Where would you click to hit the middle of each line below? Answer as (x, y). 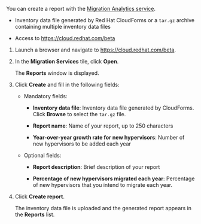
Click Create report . (39, 196)
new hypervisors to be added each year (82, 144)
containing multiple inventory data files (63, 27)
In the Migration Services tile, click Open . (67, 61)
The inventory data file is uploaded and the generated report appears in (103, 208)
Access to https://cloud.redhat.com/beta (65, 38)
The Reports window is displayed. (57, 73)
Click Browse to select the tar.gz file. (79, 114)
